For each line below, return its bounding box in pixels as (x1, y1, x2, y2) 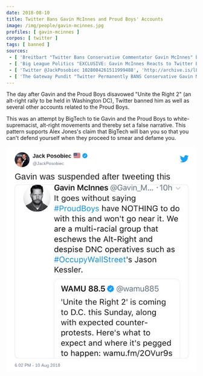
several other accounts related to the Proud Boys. (6, 103, 130, 111)
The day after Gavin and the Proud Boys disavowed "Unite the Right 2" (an (6, 91, 192, 98)
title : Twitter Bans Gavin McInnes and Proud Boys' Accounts (6, 16, 164, 22)
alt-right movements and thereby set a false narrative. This (39, 121, 186, 129)
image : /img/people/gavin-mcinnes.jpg (6, 22, 104, 28)
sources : (6, 48, 28, 54)
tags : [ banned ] (6, 42, 50, 48)
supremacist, (6, 121, 39, 129)
